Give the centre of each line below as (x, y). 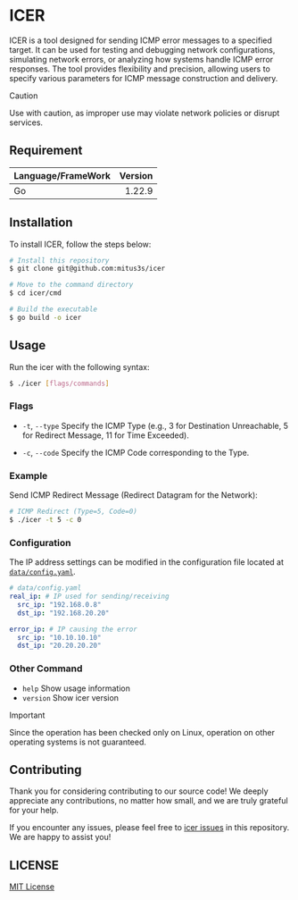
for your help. (34, 811)
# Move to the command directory (71, 285)
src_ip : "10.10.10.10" (59, 637)
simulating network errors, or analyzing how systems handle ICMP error (141, 59)
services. (26, 122)
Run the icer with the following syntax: (79, 366)
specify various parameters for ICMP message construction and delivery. (144, 78)
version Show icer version (70, 697)
